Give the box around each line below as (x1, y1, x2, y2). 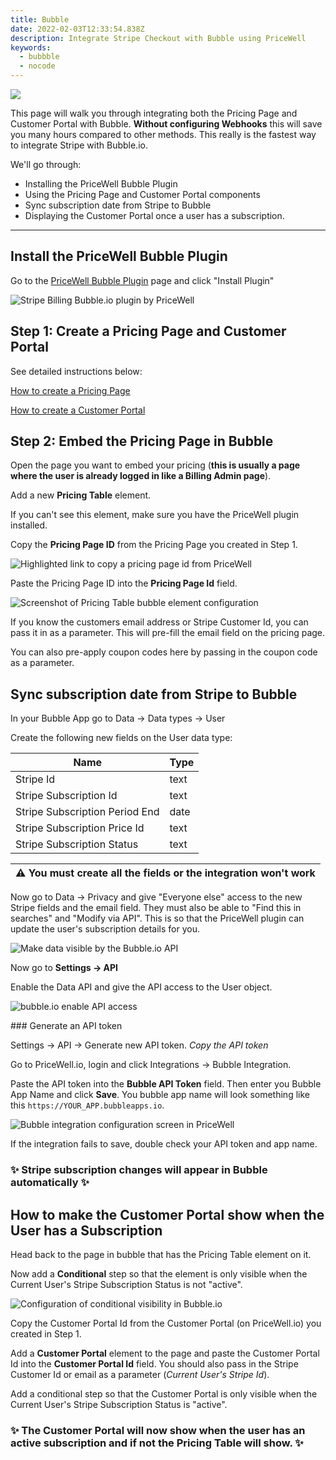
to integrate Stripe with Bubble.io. (10, 139, 148, 151)
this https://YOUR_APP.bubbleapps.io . (10, 1099, 165, 1111)
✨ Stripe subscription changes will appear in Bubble (10, 1163, 268, 1177)
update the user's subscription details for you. (10, 923, 201, 935)
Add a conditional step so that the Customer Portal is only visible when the (10, 1387, 318, 1400)
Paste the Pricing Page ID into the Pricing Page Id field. (10, 577, 238, 590)
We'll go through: (10, 159, 82, 170)
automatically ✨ (10, 1176, 90, 1190)
